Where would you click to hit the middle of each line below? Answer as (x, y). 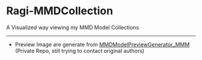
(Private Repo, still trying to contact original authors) (80, 50)
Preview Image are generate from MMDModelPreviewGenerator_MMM (102, 44)
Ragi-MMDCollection (60, 11)
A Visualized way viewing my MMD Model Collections (73, 27)
